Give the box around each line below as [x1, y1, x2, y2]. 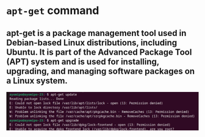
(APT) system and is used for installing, [6, 56, 160, 67]
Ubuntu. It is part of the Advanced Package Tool [6, 47, 192, 57]
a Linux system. [6, 76, 68, 86]
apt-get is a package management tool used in [6, 28, 187, 38]
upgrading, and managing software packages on [6, 66, 195, 76]
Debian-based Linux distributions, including [6, 37, 178, 47]
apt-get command [6, 4, 99, 18]
